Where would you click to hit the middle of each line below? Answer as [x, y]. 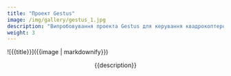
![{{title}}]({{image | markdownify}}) [58, 52]
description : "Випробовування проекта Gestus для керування [95, 26]
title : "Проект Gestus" [41, 13]
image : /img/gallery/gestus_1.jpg [57, 20]
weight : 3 [21, 33]
